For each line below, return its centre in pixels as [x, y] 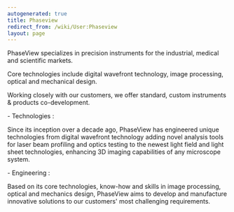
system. [19, 160]
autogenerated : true [37, 14]
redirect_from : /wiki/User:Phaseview [62, 27]
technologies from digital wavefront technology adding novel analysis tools [116, 137]
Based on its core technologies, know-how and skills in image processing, [114, 187]
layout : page [26, 33]
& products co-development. [49, 103]
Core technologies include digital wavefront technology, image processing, [116, 74]
